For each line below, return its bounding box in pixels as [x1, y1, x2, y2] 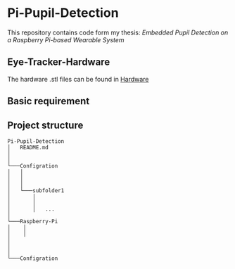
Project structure [7, 119, 84, 131]
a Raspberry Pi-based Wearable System [7, 35, 125, 44]
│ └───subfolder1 [7, 187, 65, 194]
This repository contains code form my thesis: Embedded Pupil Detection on [7, 28, 229, 37]
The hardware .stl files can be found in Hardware [7, 75, 149, 83]
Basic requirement [7, 95, 90, 107]
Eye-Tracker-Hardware [7, 56, 110, 68]
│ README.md [7, 144, 49, 151]
